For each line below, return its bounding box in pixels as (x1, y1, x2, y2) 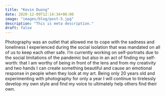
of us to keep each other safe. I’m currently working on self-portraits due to (5, 50, 159, 56)
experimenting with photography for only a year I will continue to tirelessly (5, 76, 156, 82)
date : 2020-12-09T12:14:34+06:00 (5, 12, 74, 17)
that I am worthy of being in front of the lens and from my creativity (19, 60, 156, 66)
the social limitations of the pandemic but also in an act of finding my (5, 55, 146, 61)
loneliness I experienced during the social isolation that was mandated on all (5, 44, 161, 50)
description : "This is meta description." (5, 21, 94, 26)
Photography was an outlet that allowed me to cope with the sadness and (5, 39, 155, 45)
